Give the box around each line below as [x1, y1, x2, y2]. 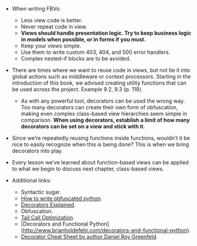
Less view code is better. [20, 17, 83, 23]
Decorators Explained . [20, 201, 76, 208]
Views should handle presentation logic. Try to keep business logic [20, 29, 192, 37]
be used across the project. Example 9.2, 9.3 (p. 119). [11, 86, 143, 92]
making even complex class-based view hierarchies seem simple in [20, 110, 187, 117]
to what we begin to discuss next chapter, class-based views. [11, 165, 165, 172]
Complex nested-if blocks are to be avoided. [20, 55, 131, 62]
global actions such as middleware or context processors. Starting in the [11, 73, 191, 80]
